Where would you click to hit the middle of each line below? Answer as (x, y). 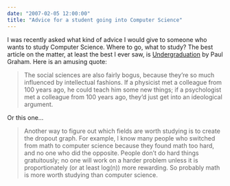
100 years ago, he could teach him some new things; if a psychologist (123, 90)
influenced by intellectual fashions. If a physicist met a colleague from (123, 82)
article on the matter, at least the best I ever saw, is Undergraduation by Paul (115, 54)
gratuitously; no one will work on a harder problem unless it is (111, 160)
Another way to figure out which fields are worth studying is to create (122, 131)
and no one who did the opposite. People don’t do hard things (111, 153)
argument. (38, 104)
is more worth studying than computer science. (91, 175)
